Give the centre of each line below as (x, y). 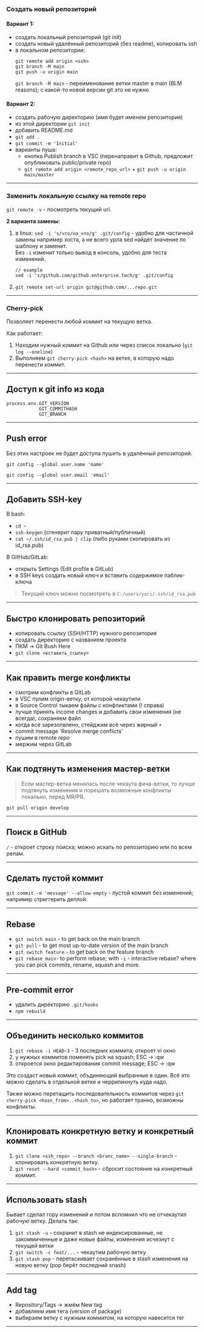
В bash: (16, 514)
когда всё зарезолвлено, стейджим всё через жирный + (88, 724)
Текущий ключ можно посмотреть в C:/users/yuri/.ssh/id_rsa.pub (108, 594)
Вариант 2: (21, 104)
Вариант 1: (20, 24)
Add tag (22, 1290)
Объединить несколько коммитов (75, 1036)
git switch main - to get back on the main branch (77, 939)
